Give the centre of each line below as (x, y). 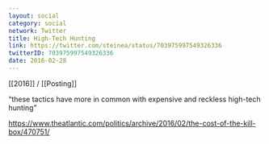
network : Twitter (38, 31)
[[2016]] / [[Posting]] (42, 83)
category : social (38, 23)
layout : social (34, 16)
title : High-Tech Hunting (52, 38)
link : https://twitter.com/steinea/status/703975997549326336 (115, 46)
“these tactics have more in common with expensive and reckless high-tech (134, 99)
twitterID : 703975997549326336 (61, 53)
